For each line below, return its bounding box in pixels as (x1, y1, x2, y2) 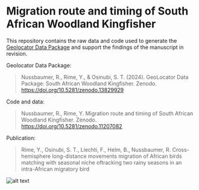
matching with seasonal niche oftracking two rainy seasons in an (21, 159, 182, 166)
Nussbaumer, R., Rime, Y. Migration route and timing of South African (21, 110, 194, 117)
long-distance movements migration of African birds (52, 152, 182, 160)
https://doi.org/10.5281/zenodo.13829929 (21, 86, 124, 93)
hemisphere (21, 152, 51, 160)
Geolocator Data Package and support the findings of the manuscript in (6, 44, 184, 51)
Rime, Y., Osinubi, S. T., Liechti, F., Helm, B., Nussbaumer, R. (21, 146, 171, 153)
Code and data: (6, 98, 45, 105)
